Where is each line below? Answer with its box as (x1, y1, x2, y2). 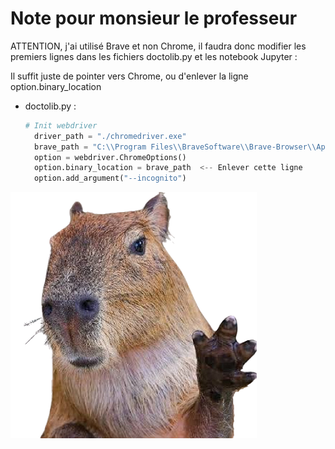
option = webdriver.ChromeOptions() (34, 152, 187, 162)
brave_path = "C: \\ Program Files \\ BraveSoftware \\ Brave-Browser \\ (34, 142, 317, 152)
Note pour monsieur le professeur (10, 7, 298, 30)
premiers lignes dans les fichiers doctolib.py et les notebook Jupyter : (10, 50, 298, 62)
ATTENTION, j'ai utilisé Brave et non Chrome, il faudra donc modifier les (10, 40, 307, 52)
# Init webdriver (24, 120, 98, 131)
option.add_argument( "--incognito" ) (34, 173, 187, 184)
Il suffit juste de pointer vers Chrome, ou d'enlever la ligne (10, 70, 249, 82)
